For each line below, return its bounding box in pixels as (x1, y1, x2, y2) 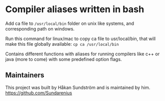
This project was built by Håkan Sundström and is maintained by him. (5, 84, 150, 90)
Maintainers (5, 71, 45, 80)
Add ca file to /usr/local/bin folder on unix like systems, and (5, 20, 134, 26)
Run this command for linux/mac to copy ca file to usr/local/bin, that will (5, 36, 156, 42)
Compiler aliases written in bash (5, 4, 144, 15)
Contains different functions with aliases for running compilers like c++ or (5, 51, 160, 57)
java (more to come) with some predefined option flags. (5, 56, 122, 62)
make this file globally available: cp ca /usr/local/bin (5, 41, 119, 47)
